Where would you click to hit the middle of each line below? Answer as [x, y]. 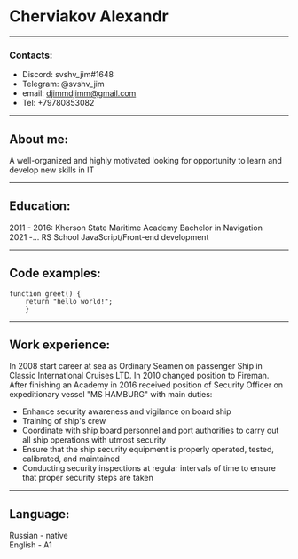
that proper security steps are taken [87, 478]
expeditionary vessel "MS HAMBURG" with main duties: [111, 395]
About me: [39, 139]
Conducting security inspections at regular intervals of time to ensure [149, 468]
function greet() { [45, 294]
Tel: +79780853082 [58, 103]
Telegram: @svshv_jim [63, 84]
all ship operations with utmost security [94, 440]
